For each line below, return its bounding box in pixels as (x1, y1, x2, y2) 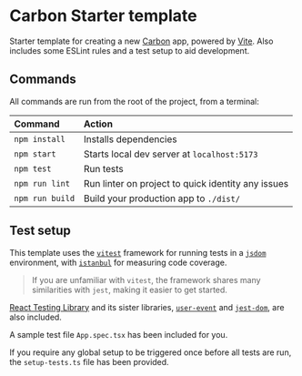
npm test (14, 163, 52, 174)
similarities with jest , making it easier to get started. (31, 284, 227, 295)
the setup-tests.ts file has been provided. (9, 356, 170, 367)
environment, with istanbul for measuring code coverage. (9, 257, 227, 268)
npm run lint (14, 178, 71, 188)
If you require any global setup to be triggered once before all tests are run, (9, 347, 292, 358)
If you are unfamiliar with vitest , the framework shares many (31, 274, 261, 285)
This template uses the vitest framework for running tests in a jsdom (9, 247, 267, 258)
